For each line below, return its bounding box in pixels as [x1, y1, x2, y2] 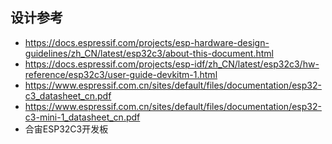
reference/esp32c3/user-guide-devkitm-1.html [24, 68, 218, 80]
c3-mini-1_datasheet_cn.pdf [24, 111, 141, 123]
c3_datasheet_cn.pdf [24, 89, 112, 102]
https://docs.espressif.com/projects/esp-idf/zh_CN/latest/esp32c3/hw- [24, 58, 320, 70]
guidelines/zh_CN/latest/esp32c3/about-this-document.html [24, 47, 274, 59]
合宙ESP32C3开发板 [24, 123, 109, 135]
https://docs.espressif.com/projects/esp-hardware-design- [24, 36, 270, 48]
